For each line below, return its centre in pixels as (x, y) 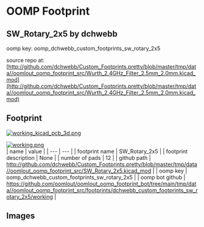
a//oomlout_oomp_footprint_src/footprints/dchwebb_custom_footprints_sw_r (102, 190)
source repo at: (25, 60)
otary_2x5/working (30, 196)
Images (21, 216)
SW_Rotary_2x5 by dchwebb (62, 34)
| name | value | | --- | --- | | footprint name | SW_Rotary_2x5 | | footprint (97, 151)
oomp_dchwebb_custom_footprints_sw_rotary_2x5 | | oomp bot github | (96, 177)
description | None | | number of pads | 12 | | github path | (79, 157)
